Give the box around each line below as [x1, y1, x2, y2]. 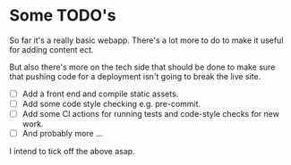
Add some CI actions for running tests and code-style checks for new [21, 109, 280, 120]
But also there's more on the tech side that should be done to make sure [9, 62, 276, 72]
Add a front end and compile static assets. [21, 88, 179, 99]
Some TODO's [9, 5, 116, 26]
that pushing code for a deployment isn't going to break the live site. [9, 70, 261, 81]
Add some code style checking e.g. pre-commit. [21, 99, 201, 109]
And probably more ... [21, 128, 103, 139]
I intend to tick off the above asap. [9, 146, 136, 157]
